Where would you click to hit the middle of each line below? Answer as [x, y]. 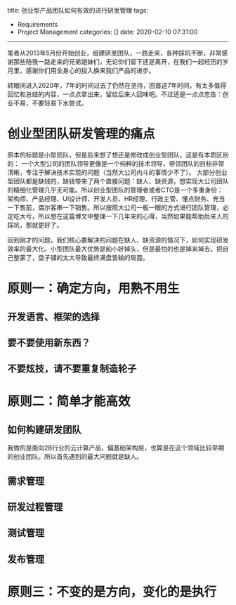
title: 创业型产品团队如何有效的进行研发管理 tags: [78, 10]
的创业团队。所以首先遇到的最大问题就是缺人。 [75, 457]
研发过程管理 [35, 507]
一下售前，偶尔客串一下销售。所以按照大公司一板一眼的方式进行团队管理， [115, 207]
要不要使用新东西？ [49, 343]
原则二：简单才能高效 [69, 402]
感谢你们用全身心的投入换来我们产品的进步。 [90, 70]
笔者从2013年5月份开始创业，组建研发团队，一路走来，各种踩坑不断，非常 [115, 53]
